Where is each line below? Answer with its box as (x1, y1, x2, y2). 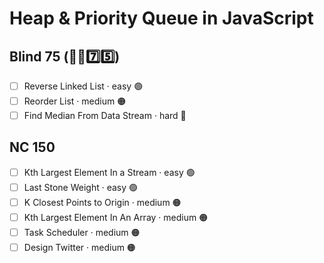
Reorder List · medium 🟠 (23, 95, 127, 107)
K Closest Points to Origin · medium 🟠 (23, 196, 182, 208)
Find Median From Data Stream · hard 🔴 (23, 110, 187, 121)
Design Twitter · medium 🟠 (23, 241, 136, 253)
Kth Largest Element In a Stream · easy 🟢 (23, 166, 196, 178)
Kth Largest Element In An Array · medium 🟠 (23, 211, 209, 223)
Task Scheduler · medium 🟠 (23, 226, 141, 238)
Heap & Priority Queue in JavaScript (9, 7, 314, 30)
